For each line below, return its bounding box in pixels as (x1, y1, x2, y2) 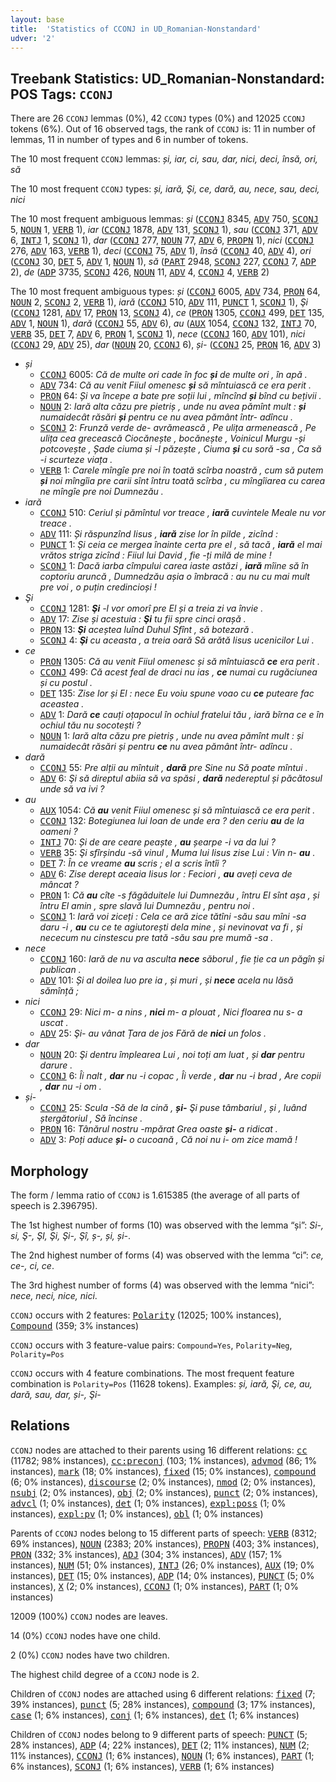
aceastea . (39, 698, 85, 710)
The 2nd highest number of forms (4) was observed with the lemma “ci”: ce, (10, 1249, 324, 1261)
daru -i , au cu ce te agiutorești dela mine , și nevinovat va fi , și (39, 921, 303, 933)
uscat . (39, 1017, 69, 1029)
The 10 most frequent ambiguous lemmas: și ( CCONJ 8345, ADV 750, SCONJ (10, 213, 320, 225)
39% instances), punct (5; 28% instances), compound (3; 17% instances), (10, 1698, 316, 1710)
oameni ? (39, 826, 78, 838)
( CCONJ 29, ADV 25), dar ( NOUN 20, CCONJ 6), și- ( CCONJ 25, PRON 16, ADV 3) (10, 339, 322, 351)
